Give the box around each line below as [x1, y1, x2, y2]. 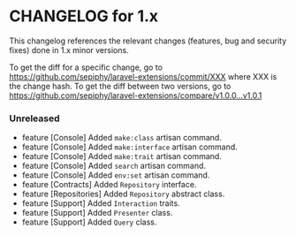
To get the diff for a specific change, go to [9, 62, 163, 72]
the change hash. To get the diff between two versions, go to [9, 80, 231, 91]
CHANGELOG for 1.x [9, 6, 159, 27]
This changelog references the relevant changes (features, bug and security [9, 35, 287, 46]
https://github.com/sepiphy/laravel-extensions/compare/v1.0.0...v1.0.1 [9, 90, 262, 101]
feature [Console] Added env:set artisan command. [21, 170, 210, 180]
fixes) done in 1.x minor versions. [9, 44, 130, 55]
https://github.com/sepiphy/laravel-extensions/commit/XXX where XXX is [9, 71, 277, 81]
